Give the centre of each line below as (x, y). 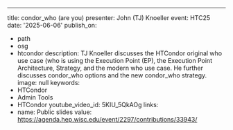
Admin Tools (35, 97)
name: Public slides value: (54, 112)
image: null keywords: (49, 83)
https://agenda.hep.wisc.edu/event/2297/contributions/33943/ (107, 119)
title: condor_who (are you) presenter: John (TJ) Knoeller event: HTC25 (109, 18)
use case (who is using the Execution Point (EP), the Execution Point (115, 61)
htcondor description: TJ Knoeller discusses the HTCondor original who (120, 53)
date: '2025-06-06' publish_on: (52, 25)
